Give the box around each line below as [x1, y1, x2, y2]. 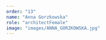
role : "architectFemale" [6, 19, 68, 25]
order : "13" [6, 8, 36, 15]
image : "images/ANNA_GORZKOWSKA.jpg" [6, 25, 101, 31]
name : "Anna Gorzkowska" [6, 14, 68, 20]
